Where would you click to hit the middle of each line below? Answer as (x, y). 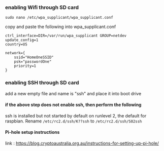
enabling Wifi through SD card (42, 7)
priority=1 (25, 66)
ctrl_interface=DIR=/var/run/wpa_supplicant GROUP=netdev (66, 36)
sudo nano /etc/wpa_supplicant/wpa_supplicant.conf (59, 18)
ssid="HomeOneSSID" (34, 57)
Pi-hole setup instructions (33, 132)
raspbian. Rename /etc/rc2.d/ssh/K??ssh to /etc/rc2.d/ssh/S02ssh (74, 121)
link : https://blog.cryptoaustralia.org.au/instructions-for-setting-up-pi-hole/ (82, 143)
